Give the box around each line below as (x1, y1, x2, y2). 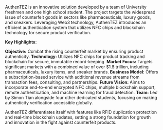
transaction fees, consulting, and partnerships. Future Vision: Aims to (5, 79, 145, 85)
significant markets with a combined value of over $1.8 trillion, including (5, 64, 149, 70)
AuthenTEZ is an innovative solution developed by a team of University (5, 4, 147, 10)
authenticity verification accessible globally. (5, 100, 93, 105)
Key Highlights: (5, 39, 37, 45)
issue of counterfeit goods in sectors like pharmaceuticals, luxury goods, (5, 14, 151, 20)
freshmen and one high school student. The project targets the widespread (5, 9, 156, 15)
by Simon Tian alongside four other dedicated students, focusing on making (5, 95, 157, 101)
